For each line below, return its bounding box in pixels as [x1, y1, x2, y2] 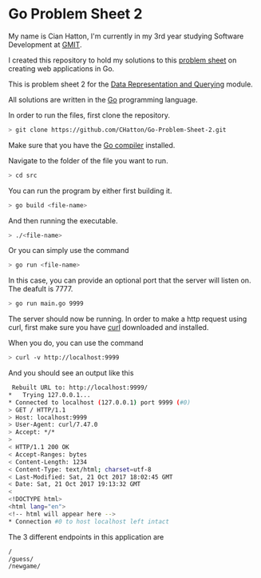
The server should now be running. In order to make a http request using [8, 314, 247, 324]
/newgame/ [8, 562, 42, 571]
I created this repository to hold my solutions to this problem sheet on [8, 55, 237, 65]
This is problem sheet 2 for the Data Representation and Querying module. [8, 79, 253, 89]
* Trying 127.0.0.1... [8, 391, 91, 399]
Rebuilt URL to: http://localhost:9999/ [11, 383, 148, 392]
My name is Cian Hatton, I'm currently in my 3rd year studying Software [8, 31, 244, 41]
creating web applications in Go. [8, 63, 115, 73]
